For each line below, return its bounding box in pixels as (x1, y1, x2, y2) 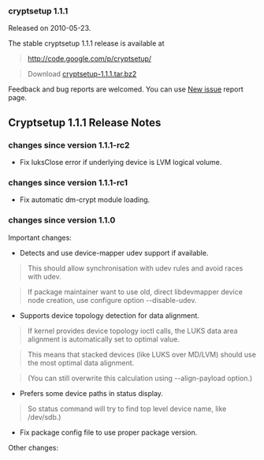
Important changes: (8, 233, 73, 242)
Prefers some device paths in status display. (19, 388, 164, 398)
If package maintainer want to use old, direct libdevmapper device (27, 286, 243, 297)
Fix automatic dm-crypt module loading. (19, 195, 151, 204)
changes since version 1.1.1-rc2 (8, 140, 130, 151)
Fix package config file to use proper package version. (19, 428, 198, 437)
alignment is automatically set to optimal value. (27, 334, 180, 344)
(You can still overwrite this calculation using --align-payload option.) (27, 373, 253, 383)
